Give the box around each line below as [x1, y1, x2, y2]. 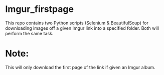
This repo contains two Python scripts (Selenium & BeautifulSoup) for [5, 20, 149, 26]
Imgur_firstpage [5, 3, 74, 15]
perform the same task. [5, 30, 54, 36]
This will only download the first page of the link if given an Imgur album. [5, 64, 155, 70]
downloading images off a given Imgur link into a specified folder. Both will [5, 25, 159, 31]
